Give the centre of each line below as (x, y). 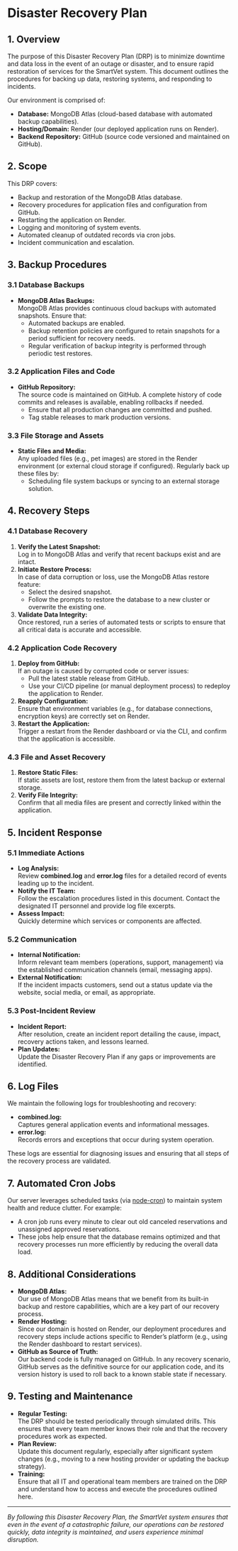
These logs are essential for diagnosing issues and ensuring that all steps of (118, 1154)
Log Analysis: (38, 868)
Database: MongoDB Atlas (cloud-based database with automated (115, 114)
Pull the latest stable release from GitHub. (89, 678)
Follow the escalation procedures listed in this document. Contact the (119, 898)
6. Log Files (33, 1087)
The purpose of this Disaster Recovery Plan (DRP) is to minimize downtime (116, 56)
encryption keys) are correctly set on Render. (84, 716)
